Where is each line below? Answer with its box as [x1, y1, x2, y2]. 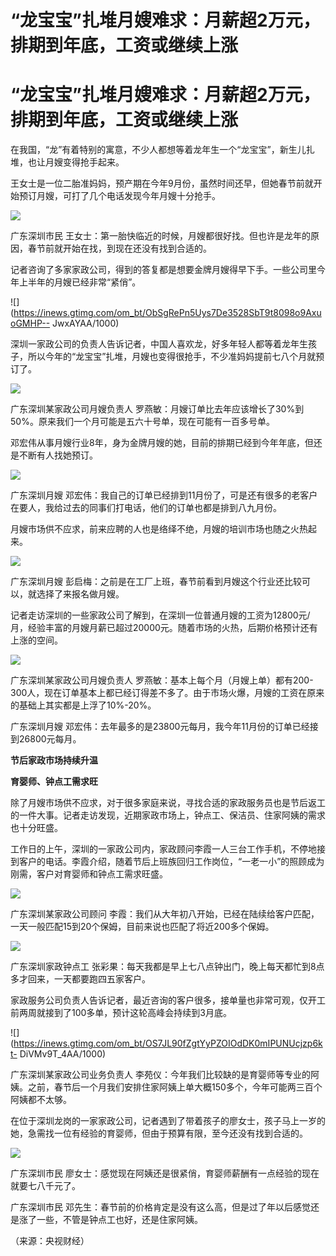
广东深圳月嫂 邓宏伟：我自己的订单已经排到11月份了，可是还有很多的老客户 [10, 489, 318, 501]
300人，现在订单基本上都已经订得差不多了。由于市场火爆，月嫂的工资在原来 [10, 687, 325, 699]
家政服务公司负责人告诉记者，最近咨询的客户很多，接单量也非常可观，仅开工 [10, 994, 326, 1006]
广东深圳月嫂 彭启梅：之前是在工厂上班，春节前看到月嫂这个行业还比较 [10, 576, 302, 588]
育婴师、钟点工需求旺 [10, 776, 98, 788]
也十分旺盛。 [10, 822, 63, 834]
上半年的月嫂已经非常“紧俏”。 [18, 276, 142, 288]
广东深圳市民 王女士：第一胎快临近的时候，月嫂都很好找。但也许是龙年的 [10, 230, 311, 242]
